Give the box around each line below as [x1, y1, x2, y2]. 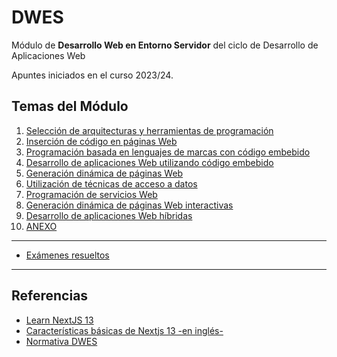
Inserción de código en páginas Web [25, 135, 178, 147]
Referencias [11, 287, 89, 305]
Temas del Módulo [11, 98, 129, 115]
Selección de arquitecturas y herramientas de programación [25, 124, 274, 136]
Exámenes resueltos [25, 249, 110, 261]
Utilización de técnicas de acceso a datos [25, 177, 198, 190]
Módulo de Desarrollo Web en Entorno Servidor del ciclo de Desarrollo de [11, 39, 319, 51]
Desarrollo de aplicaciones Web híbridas [25, 209, 193, 221]
